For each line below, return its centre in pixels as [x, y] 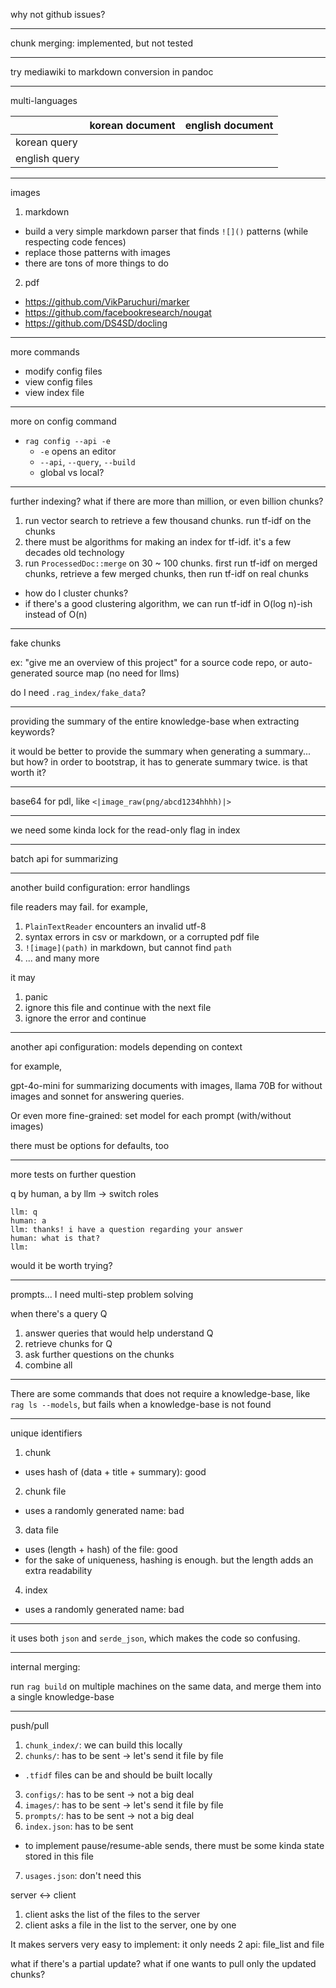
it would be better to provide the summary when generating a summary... [161, 751]
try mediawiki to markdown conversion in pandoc [112, 72]
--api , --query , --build [87, 462]
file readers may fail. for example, [79, 907]
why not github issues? [58, 14]
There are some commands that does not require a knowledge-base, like [160, 1393]
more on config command [63, 421]
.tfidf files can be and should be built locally [118, 1775]
